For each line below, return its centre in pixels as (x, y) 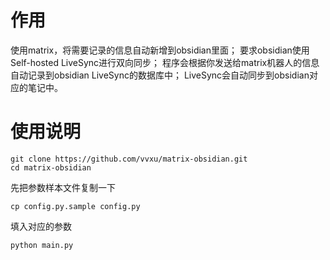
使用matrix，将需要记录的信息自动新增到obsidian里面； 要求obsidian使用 (160, 50)
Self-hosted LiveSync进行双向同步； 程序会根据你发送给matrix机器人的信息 (165, 62)
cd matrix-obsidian (51, 167)
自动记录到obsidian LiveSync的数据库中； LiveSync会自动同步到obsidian (160, 75)
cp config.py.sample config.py (75, 206)
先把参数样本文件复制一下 (63, 187)
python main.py (42, 245)
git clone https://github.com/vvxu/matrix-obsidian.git (129, 159)
